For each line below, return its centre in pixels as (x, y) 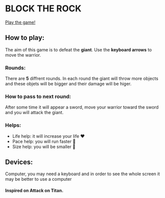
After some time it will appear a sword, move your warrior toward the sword (82, 107)
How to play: (25, 38)
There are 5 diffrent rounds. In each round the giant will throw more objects (82, 79)
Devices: (19, 162)
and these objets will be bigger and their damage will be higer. (68, 84)
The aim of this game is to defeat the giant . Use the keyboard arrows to (79, 49)
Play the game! (20, 22)
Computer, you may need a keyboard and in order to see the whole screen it (82, 174)
